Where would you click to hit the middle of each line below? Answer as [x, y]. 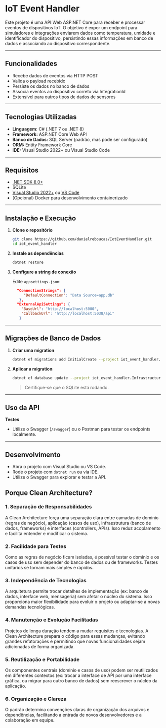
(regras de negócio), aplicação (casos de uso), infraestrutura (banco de [78, 523]
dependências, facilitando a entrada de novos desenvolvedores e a [73, 715]
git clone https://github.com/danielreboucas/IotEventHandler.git [82, 239]
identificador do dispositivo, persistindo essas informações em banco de [79, 38]
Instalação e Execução [41, 218]
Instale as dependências [38, 253]
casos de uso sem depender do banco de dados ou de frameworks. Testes [82, 562]
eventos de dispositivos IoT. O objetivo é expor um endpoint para [71, 27]
